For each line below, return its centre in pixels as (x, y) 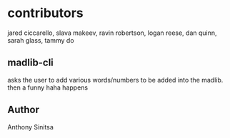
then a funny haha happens (47, 87)
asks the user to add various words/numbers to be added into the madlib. (115, 80)
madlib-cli (30, 63)
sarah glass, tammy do (41, 40)
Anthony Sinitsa (30, 127)
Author (23, 110)
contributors (45, 13)
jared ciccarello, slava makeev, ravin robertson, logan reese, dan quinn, (112, 33)
